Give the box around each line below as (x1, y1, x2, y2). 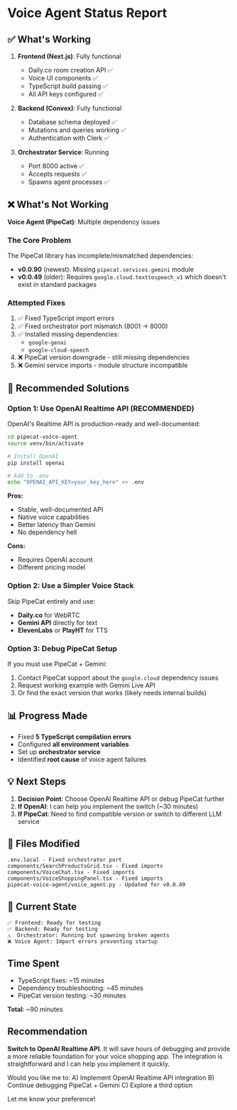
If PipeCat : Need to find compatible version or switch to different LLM (17, 810, 222, 818)
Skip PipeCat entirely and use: (7, 597, 96, 605)
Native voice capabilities (17, 513, 90, 521)
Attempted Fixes (7, 298, 66, 308)
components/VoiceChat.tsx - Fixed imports (7, 869, 135, 876)
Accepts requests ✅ (28, 170, 87, 178)
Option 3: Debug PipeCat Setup (7, 643, 118, 653)
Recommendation (7, 1025, 87, 1038)
